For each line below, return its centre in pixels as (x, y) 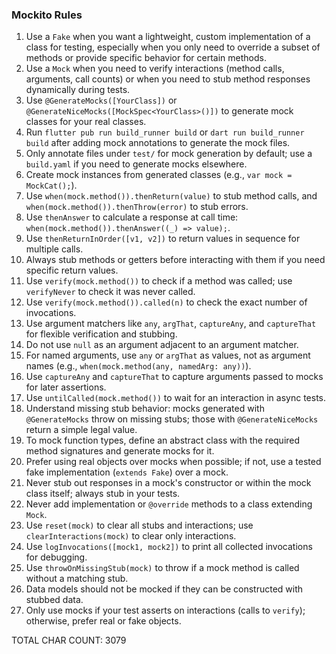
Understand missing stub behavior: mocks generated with (145, 409)
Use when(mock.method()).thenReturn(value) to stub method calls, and (171, 196)
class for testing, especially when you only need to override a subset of (173, 47)
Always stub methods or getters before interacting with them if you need (175, 260)
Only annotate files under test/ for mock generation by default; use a (169, 154)
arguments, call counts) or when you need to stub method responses (168, 79)
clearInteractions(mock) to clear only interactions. (131, 536)
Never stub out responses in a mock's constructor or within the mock (168, 483)
